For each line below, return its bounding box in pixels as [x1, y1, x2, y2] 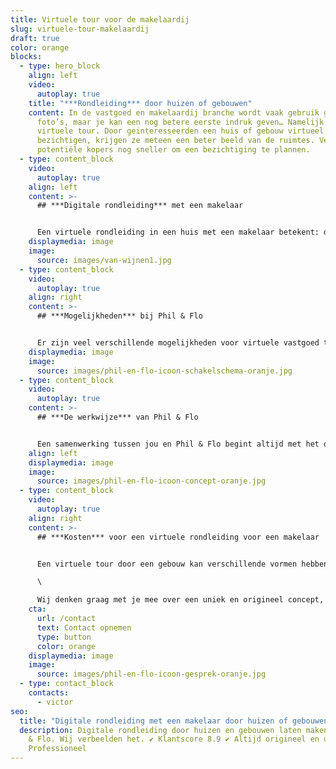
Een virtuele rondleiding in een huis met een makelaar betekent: [36, 227, 320, 238]
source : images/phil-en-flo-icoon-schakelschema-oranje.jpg [36, 366, 293, 376]
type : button [36, 632, 92, 642]
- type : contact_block [19, 679, 114, 689]
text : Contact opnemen [36, 622, 132, 633]
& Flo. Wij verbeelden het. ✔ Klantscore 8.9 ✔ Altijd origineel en [28, 734, 320, 745]
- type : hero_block [19, 61, 101, 71]
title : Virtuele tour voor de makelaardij [10, 14, 190, 25]
